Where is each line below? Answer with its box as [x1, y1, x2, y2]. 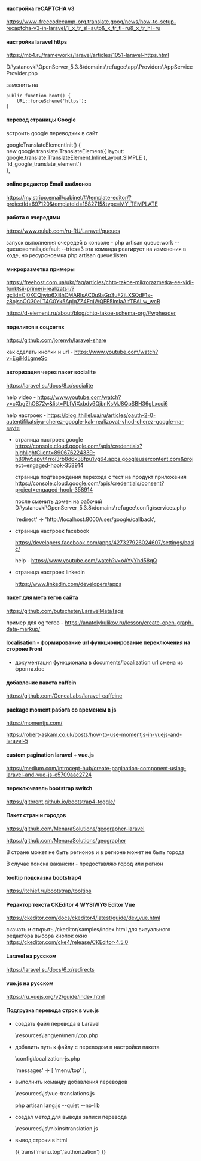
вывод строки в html [14, 1136, 68, 1144]
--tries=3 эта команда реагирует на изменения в [61, 245, 187, 252]
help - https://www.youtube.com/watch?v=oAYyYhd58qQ [14, 556, 157, 564]
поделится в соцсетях [6, 323, 65, 331]
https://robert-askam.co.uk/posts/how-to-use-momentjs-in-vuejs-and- [6, 731, 182, 739]
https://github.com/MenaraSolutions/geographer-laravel [6, 825, 145, 832]
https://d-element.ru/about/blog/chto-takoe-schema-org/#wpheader [6, 309, 176, 317]
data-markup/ [6, 625, 41, 632]
